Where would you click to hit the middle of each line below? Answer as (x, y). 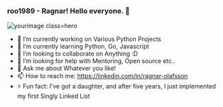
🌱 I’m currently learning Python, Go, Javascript (83, 47)
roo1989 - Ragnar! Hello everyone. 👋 (69, 11)
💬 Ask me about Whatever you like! (67, 69)
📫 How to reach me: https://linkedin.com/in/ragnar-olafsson (103, 76)
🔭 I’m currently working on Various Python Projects (89, 39)
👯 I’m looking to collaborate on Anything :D (78, 53)
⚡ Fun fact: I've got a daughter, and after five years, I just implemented (116, 86)
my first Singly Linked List (54, 96)
